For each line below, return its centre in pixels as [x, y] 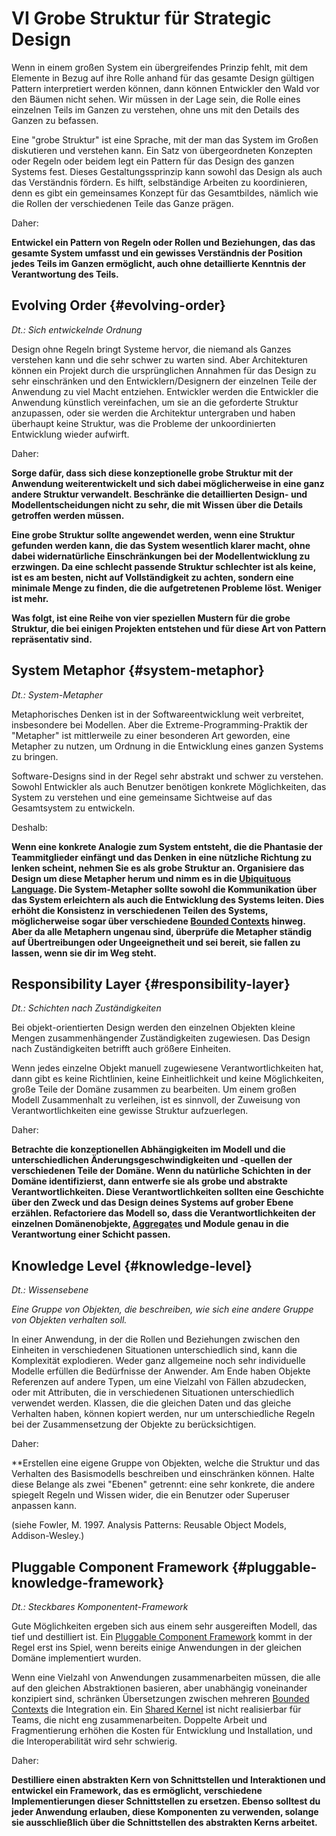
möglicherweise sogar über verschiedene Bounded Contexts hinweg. [158, 921]
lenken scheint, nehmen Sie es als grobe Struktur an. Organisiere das [158, 868]
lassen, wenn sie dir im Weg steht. [84, 953]
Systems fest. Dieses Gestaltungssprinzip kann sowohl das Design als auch [167, 171]
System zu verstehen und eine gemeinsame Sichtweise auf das [142, 797]
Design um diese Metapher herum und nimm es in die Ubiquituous [151, 878]
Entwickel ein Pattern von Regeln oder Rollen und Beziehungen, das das [163, 242]
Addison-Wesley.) [48, 1536]
